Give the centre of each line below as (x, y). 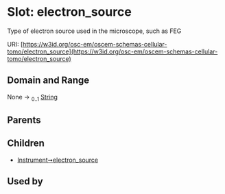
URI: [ (15, 44)
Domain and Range (48, 81)
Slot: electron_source (69, 12)
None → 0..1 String (33, 98)
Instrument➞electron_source (57, 160)
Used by (25, 181)
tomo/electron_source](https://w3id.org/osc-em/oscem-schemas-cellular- (113, 51)
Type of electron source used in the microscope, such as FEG (94, 31)
